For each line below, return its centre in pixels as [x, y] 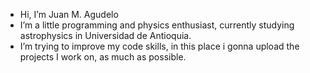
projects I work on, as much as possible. [103, 57]
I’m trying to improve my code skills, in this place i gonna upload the [159, 46]
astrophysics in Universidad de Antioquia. [105, 35]
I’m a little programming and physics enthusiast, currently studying [157, 25]
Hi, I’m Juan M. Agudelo [69, 14]
